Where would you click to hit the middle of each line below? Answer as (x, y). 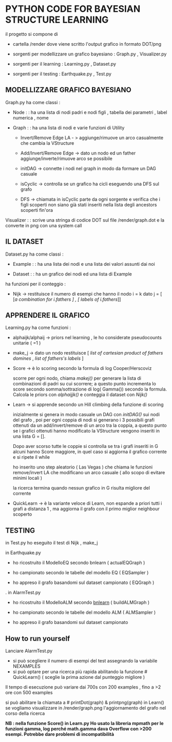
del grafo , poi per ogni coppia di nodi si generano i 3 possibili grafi (84, 420)
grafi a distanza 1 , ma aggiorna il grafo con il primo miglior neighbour (86, 509)
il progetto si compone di (32, 34)
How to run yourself (38, 639)
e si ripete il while (31, 457)
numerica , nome (31, 118)
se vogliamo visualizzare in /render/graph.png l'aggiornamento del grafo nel (86, 708)
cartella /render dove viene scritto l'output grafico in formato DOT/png (87, 44)
